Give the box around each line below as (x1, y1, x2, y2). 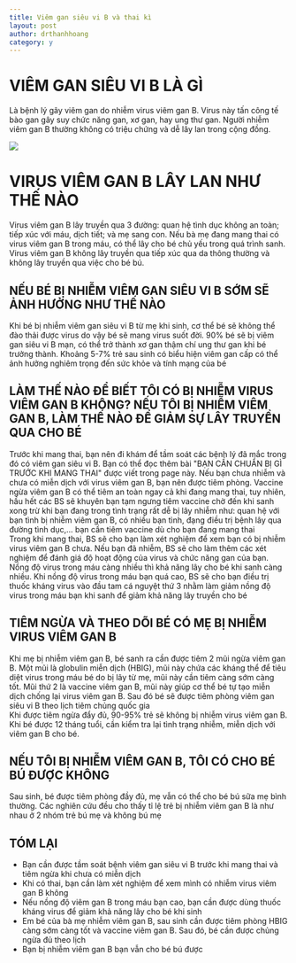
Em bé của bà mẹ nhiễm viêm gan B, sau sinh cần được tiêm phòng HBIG (21, 916, 288, 927)
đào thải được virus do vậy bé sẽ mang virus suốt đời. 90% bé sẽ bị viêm (9, 330, 275, 340)
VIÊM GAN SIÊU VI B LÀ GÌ (9, 76, 203, 96)
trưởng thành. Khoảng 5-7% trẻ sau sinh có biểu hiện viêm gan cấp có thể (9, 348, 278, 359)
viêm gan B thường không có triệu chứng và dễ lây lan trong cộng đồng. (9, 124, 271, 135)
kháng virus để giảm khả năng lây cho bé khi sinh (21, 906, 202, 917)
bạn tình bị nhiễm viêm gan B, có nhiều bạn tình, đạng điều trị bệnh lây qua (9, 515, 282, 525)
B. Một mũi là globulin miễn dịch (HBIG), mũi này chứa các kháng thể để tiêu (9, 662, 287, 673)
